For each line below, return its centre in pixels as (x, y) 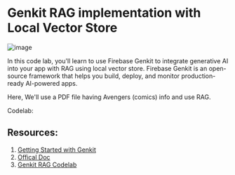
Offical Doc (34, 157)
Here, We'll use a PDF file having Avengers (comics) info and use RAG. (109, 97)
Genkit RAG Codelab (47, 164)
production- (199, 76)
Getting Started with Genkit (57, 150)
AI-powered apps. (52, 83)
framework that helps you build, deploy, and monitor (105, 76)
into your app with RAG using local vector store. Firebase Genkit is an (107, 68)
